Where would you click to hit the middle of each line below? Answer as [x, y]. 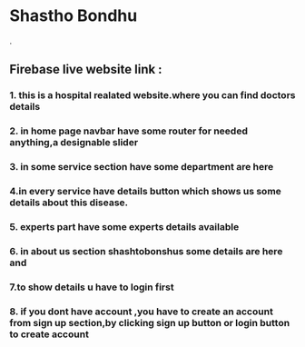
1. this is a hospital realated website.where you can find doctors [152, 95]
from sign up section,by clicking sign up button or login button [150, 322]
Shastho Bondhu [74, 16]
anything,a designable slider [74, 143]
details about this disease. [69, 203]
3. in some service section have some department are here [142, 167]
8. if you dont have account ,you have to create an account [142, 312]
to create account [49, 334]
